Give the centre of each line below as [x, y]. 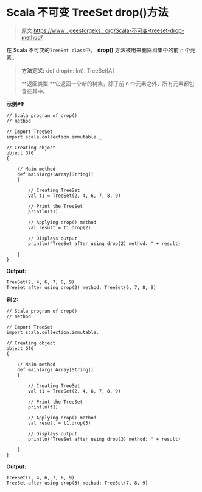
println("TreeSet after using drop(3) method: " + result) [105, 439]
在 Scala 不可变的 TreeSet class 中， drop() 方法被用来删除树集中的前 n [95, 50]
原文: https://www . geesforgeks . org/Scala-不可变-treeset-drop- [103, 30]
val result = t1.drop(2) [60, 227]
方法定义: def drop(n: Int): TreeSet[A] [68, 70]
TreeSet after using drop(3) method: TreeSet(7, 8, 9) [77, 483]
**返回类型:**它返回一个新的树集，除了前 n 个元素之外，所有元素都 [105, 84]
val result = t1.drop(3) [60, 423]
